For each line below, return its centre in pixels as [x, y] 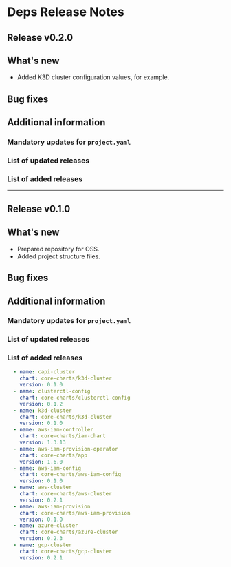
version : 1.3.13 [43, 443]
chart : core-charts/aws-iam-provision [75, 513]
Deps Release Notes [66, 12]
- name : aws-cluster [43, 487]
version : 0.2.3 [41, 539]
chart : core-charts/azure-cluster [69, 532]
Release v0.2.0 [40, 38]
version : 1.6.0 [41, 462]
